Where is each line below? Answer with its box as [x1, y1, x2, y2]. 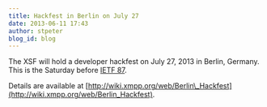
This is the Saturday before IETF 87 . [8, 66, 127, 75]
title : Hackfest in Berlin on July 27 [8, 11, 139, 20]
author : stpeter [8, 27, 63, 35]
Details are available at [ [8, 81, 89, 91]
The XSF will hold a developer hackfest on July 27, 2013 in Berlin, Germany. [8, 57, 261, 66]
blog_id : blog [8, 34, 57, 43]
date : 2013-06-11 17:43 [8, 19, 89, 28]
